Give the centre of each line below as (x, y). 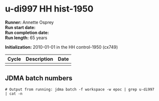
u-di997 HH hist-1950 (49, 9)
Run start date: (20, 27)
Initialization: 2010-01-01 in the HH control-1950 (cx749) (62, 47)
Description (39, 59)
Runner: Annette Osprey (29, 22)
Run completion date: (27, 32)
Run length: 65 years (26, 38)
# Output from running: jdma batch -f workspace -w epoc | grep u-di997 (80, 89)
